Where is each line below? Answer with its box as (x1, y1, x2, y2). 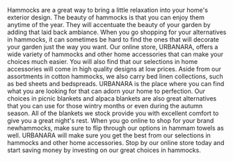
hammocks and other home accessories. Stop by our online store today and (7, 139, 225, 146)
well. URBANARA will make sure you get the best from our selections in (7, 131, 211, 139)
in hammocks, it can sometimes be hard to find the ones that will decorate (7, 35, 220, 44)
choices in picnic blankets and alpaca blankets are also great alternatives (7, 94, 217, 103)
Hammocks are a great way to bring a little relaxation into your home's (7, 6, 209, 14)
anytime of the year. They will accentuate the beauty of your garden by (7, 21, 211, 28)
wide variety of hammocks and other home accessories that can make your (7, 50, 224, 58)
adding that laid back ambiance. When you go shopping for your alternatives (7, 28, 227, 36)
